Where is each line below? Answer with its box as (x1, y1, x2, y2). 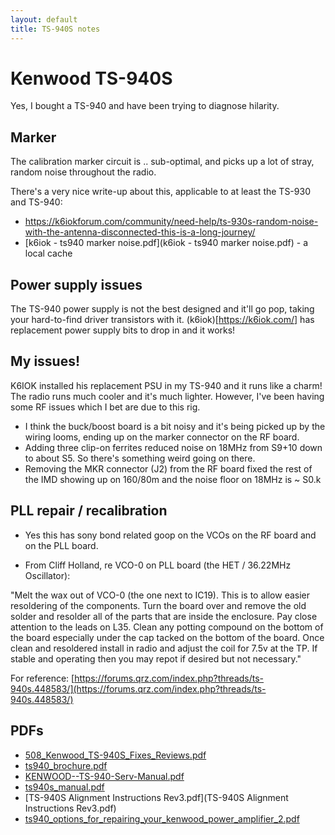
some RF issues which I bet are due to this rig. (10, 401, 201, 413)
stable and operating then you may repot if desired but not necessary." (10, 652, 302, 665)
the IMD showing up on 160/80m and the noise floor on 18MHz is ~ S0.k (24, 473, 322, 485)
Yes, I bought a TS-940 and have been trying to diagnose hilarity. (10, 100, 280, 112)
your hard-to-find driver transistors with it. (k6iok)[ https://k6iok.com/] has (10, 314, 315, 326)
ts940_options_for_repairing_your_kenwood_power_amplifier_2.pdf (24, 812, 300, 825)
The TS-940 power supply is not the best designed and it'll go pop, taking (10, 303, 315, 315)
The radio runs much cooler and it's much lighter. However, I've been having (10, 390, 325, 402)
